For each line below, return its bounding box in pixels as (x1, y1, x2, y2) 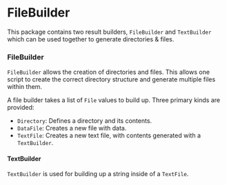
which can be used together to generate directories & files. (7, 35, 175, 43)
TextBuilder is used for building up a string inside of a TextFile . (7, 170, 189, 178)
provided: (7, 104, 34, 112)
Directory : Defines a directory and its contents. (17, 117, 152, 125)
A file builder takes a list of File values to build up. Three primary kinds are (7, 96, 221, 104)
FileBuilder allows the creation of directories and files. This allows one (7, 68, 210, 77)
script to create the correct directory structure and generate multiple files (7, 75, 216, 84)
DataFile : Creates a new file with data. (17, 124, 127, 133)
